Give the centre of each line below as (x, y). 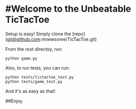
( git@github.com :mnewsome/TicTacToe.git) (51, 39)
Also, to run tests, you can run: (37, 68)
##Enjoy (14, 101)
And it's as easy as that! (30, 91)
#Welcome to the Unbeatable (68, 9)
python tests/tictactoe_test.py (39, 77)
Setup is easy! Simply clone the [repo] (45, 34)
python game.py (21, 58)
